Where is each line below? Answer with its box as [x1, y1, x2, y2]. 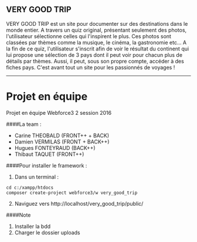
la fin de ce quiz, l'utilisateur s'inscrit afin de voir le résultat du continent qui [6, 45, 189, 52]
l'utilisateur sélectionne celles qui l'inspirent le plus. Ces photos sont [6, 32, 172, 40]
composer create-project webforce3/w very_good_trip [6, 190, 138, 196]
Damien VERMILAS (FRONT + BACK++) [14, 138, 110, 145]
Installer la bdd [14, 223, 51, 230]
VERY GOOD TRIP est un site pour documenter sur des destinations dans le [6, 20, 188, 27]
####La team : [6, 120, 42, 128]
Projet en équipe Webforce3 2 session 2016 [6, 109, 112, 116]
